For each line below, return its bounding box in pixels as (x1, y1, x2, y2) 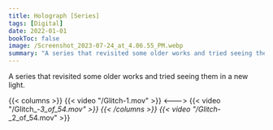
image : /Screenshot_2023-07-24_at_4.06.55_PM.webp (8, 42, 184, 50)
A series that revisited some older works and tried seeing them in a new (8, 72, 249, 81)
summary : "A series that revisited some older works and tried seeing (8, 49, 253, 57)
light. (8, 80, 26, 90)
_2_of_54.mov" (8, 113, 58, 122)
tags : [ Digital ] (8, 19, 63, 27)
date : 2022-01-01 (8, 27, 67, 35)
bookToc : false (8, 34, 60, 43)
